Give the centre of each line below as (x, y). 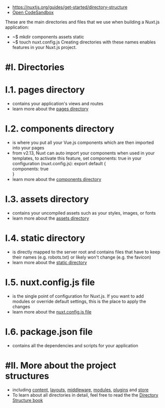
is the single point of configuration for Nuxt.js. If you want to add (78, 296)
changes (21, 307)
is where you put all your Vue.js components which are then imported (83, 142)
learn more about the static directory (50, 262)
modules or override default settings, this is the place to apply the (79, 301)
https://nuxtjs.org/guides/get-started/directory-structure (70, 7)
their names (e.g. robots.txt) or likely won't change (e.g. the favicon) (82, 257)
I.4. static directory (45, 238)
